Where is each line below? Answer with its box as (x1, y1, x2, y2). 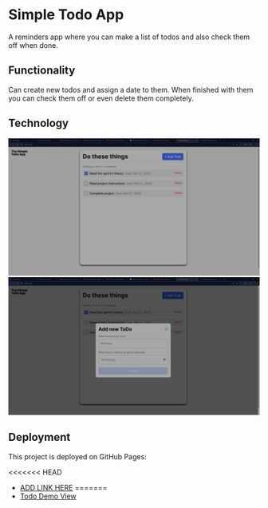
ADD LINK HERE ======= (19, 482, 108, 492)
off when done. (8, 40, 58, 50)
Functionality (8, 64, 76, 77)
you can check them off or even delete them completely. (8, 93, 194, 103)
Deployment (8, 431, 71, 444)
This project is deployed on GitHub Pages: (8, 451, 148, 461)
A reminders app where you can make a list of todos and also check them (8, 32, 250, 42)
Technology (8, 117, 69, 130)
